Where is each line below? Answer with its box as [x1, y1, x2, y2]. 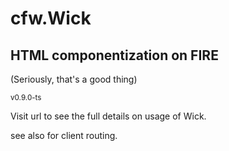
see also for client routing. [10, 130, 118, 141]
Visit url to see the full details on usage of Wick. [10, 110, 207, 122]
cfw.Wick [10, 7, 92, 30]
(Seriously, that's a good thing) [10, 73, 138, 85]
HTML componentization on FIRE [10, 47, 219, 64]
